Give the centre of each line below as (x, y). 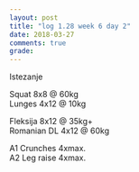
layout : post (34, 18)
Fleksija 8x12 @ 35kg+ (51, 122)
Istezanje (26, 77)
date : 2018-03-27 (42, 34)
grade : (22, 51)
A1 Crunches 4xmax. (48, 149)
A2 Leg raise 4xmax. (48, 158)
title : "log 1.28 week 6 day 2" (70, 26)
